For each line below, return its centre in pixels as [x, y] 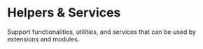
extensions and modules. [43, 39]
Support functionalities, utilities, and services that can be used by [101, 32]
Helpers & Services [64, 13]
